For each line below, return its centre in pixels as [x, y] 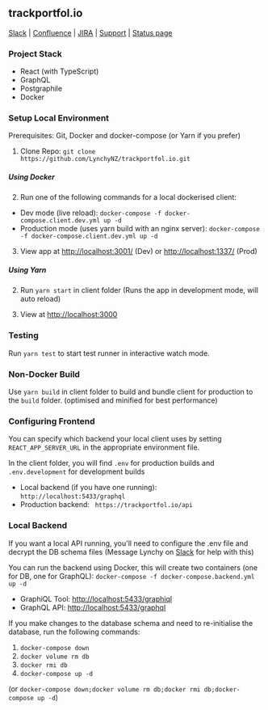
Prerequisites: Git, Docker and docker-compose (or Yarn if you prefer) [124, 136]
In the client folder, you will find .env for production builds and [112, 463]
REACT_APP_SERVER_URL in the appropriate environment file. [104, 447]
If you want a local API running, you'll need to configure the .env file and [128, 543]
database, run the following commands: [74, 632]
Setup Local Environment [59, 118]
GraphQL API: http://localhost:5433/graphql [93, 607]
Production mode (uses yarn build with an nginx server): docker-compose [140, 229]
